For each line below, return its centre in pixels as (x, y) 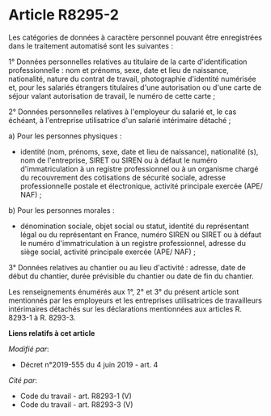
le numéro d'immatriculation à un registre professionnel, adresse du (133, 243)
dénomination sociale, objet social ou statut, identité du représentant (134, 226)
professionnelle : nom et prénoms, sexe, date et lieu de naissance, (119, 70)
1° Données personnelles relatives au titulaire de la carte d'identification (128, 62)
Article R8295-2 (64, 15)
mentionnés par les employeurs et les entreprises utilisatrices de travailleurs (135, 300)
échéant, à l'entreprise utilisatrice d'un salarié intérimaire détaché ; (120, 120)
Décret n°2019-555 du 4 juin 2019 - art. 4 (89, 364)
